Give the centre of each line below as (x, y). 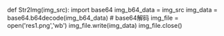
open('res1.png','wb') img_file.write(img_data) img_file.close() (95, 25)
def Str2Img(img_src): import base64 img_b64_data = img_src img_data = (112, 10)
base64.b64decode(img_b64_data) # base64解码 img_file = (93, 18)
